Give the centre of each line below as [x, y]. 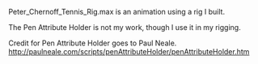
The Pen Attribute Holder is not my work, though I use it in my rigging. [125, 27]
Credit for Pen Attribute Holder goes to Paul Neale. [93, 43]
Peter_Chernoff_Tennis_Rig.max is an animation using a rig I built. [116, 12]
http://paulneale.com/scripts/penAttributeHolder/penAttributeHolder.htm [129, 51]
